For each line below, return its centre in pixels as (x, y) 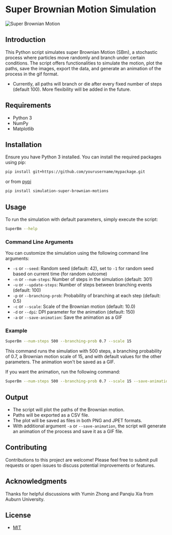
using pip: (16, 162)
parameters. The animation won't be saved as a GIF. (60, 362)
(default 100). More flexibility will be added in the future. (72, 89)
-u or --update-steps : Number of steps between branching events (82, 285)
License (18, 515)
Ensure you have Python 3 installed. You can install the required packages (83, 157)
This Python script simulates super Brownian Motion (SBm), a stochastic (81, 52)
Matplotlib (23, 129)
